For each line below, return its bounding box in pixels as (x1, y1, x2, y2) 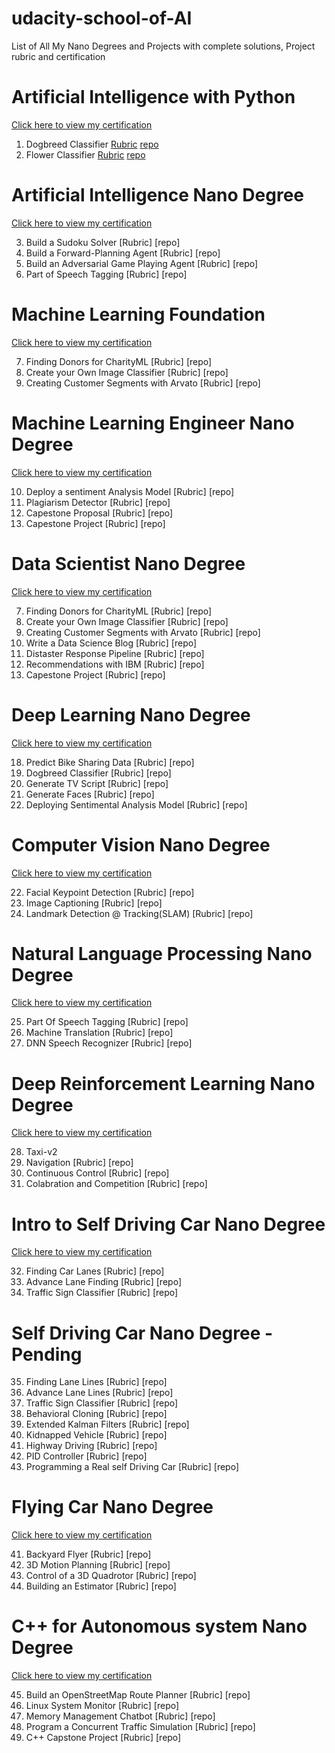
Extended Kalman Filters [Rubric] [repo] (25, 1418, 190, 1431)
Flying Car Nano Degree (11, 1496, 214, 1519)
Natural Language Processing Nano (11, 942, 313, 965)
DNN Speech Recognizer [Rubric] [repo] (25, 1037, 193, 1049)
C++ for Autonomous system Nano (11, 1615, 308, 1638)
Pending (11, 1343, 83, 1366)
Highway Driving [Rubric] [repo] (25, 1440, 158, 1452)
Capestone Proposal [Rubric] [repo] (25, 507, 174, 519)
